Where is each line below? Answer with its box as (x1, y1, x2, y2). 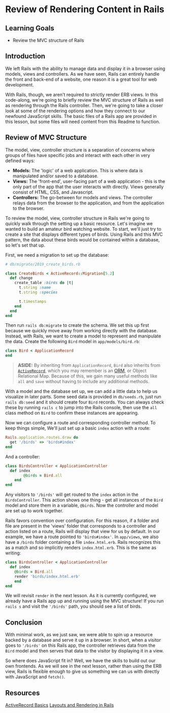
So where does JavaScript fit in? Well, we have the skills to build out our (5, 658, 156, 664)
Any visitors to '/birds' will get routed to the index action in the (5, 491, 139, 498)
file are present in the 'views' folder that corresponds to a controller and (5, 523, 156, 529)
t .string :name (18, 285, 51, 290)
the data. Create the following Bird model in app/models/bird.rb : (5, 338, 141, 345)
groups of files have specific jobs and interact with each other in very (5, 152, 151, 158)
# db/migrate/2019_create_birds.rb (5, 262, 81, 267)
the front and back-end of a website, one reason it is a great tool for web (5, 76, 157, 82)
